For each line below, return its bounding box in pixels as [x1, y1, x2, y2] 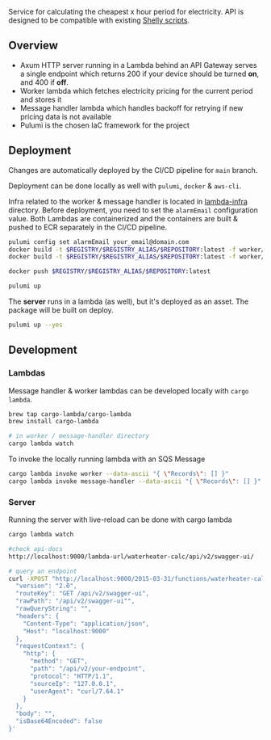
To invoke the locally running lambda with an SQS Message [8, 454, 206, 464]
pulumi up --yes [8, 321, 63, 329]
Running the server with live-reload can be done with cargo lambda [8, 515, 232, 524]
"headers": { [15, 612, 60, 620]
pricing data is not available [19, 111, 112, 121]
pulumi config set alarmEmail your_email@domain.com [8, 238, 190, 246]
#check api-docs [8, 544, 63, 553]
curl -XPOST [8, 574, 48, 582]
